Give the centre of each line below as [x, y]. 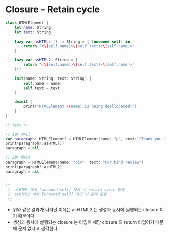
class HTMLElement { [27, 23]
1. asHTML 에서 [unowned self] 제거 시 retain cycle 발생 [66, 190]
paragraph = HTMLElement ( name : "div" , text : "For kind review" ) [74, 162]
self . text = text [41, 88]
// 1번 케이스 [18, 134]
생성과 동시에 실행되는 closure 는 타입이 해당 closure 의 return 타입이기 [83, 222]
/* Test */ [17, 125]
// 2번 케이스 [18, 158]
